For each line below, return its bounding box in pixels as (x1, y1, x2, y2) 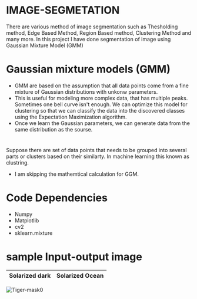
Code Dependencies (6, 191, 108, 205)
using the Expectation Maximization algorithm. (14, 113, 128, 120)
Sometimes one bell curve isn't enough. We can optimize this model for (14, 101, 188, 108)
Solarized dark (9, 271, 51, 280)
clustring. (6, 159, 29, 166)
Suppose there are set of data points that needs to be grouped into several (6, 147, 187, 154)
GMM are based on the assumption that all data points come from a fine (14, 82, 189, 89)
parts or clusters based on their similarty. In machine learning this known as (6, 153, 190, 160)
